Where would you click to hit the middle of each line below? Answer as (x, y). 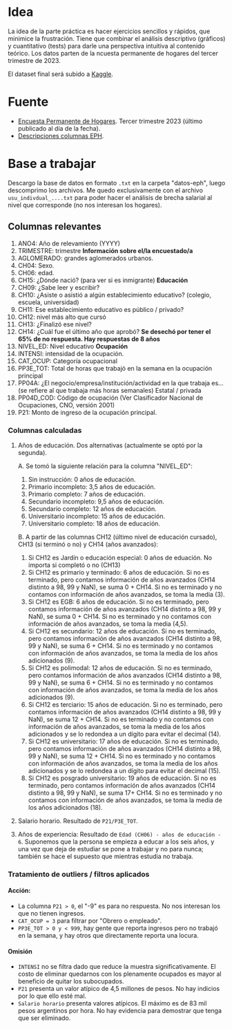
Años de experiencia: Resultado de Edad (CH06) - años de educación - (119, 834)
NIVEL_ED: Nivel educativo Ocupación (73, 346)
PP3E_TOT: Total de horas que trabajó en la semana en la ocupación (115, 368)
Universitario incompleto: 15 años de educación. (96, 516)
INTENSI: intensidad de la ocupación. (71, 353)
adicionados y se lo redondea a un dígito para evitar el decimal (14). (125, 734)
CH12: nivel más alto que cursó (62, 317)
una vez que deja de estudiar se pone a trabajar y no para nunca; (110, 849)
